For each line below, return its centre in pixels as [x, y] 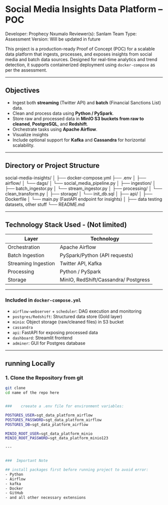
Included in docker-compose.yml [43, 300]
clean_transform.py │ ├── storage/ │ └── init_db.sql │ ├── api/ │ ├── [79, 193]
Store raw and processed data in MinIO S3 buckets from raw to [78, 118]
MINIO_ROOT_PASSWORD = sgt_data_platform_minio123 [57, 438]
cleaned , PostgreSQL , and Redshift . [50, 124]
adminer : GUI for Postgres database [49, 343]
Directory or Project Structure [52, 166]
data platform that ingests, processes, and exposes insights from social [79, 54]
